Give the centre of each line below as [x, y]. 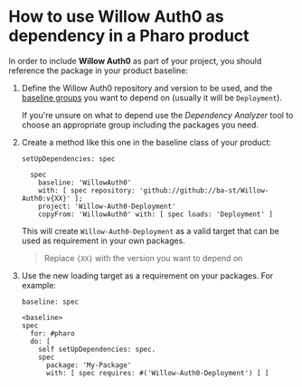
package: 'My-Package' [89, 365]
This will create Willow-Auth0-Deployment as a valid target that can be [150, 231]
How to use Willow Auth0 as [116, 17]
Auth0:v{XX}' [46, 198]
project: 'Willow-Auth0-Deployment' [107, 206]
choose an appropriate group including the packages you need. [140, 125]
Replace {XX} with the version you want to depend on [143, 258]
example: [38, 285]
